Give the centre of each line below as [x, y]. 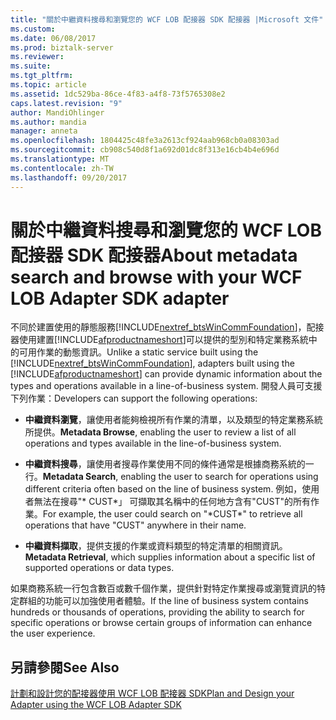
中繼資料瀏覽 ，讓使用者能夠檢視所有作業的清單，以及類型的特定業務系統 [173, 420]
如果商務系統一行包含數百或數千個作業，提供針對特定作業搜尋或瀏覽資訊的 [163, 588]
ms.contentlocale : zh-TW [62, 168]
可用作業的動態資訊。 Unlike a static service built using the [138, 352]
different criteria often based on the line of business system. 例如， [163, 489]
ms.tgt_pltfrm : [42, 76]
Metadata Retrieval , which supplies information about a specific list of [170, 557]
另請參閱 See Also [65, 667]
